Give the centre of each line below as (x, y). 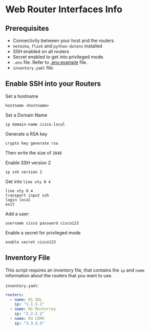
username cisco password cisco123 (42, 223)
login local (18, 200)
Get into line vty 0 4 (28, 181)
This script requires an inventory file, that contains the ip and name (75, 270)
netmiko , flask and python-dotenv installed (57, 46)
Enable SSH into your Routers (53, 84)
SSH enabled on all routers (41, 51)
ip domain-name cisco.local (35, 124)
